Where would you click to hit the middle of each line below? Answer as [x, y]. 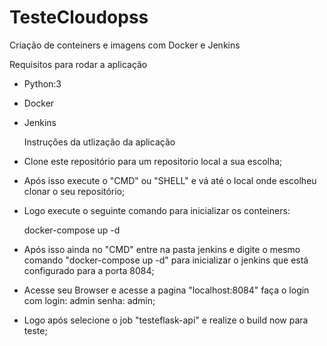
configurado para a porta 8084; [89, 270]
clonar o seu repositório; [74, 191]
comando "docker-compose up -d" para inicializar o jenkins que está [166, 260]
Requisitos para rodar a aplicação [78, 64]
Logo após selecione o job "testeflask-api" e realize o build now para [166, 320]
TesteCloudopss [79, 17]
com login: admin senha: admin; [89, 300]
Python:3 [42, 83]
